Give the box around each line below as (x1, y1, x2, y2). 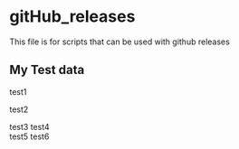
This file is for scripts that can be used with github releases (9, 36, 231, 47)
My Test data (9, 62, 85, 78)
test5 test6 (9, 131, 50, 142)
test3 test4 (9, 121, 50, 132)
